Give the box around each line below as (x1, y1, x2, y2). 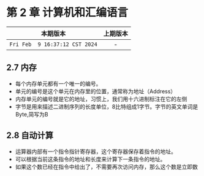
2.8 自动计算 (6, 130, 54, 141)
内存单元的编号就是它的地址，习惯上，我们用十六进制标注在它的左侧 (15, 95, 187, 102)
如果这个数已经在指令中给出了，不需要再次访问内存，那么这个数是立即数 (15, 163, 198, 170)
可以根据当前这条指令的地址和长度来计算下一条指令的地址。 (15, 155, 166, 163)
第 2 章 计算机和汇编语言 (6, 6, 129, 20)
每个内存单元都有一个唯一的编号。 (15, 80, 102, 87)
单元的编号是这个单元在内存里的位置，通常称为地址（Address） (15, 87, 176, 95)
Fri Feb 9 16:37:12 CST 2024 (9, 40, 98, 48)
